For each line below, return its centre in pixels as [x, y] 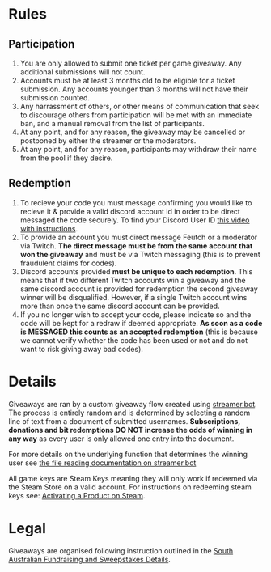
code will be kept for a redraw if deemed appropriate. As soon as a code [141, 323]
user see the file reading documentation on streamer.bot [102, 463]
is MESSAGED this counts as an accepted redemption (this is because [139, 332]
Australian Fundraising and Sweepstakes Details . [90, 559]
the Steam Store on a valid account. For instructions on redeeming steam [130, 487]
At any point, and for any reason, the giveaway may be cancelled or [133, 132]
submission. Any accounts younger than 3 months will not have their [134, 89]
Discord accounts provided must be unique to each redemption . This [136, 271]
